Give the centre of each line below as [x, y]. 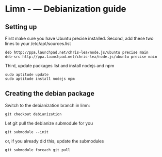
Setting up [21, 27]
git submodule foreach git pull [38, 150]
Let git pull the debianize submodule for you [49, 123]
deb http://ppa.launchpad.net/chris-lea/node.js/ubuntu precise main [77, 52]
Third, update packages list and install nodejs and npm [60, 66]
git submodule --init [27, 132]
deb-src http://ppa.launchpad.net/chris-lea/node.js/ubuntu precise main [81, 57]
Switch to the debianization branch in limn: [48, 105]
